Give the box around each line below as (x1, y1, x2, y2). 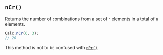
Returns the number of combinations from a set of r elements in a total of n (5, 16, 159, 22)
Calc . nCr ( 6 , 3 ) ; (5, 31, 39, 36)
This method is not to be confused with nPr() (5, 44, 98, 50)
